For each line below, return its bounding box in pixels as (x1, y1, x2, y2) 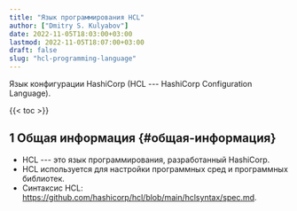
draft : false (9, 46, 58, 55)
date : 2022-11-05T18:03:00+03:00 (9, 29, 133, 38)
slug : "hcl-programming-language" (9, 54, 137, 63)
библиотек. (21, 173, 65, 184)
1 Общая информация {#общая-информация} (9, 130, 277, 146)
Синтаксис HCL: (21, 183, 83, 193)
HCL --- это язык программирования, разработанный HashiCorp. (21, 154, 270, 165)
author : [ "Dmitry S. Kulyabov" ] (9, 21, 129, 30)
